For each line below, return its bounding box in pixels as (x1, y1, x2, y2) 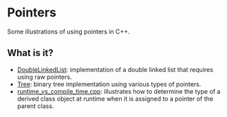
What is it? (7, 47, 54, 59)
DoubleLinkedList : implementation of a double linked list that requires (17, 65, 213, 73)
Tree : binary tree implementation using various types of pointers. (17, 80, 202, 88)
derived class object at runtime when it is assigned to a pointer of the (17, 94, 213, 103)
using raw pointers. (17, 73, 72, 81)
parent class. (17, 101, 54, 110)
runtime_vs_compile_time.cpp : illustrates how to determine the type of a (17, 87, 221, 95)
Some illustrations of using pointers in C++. (7, 27, 130, 36)
